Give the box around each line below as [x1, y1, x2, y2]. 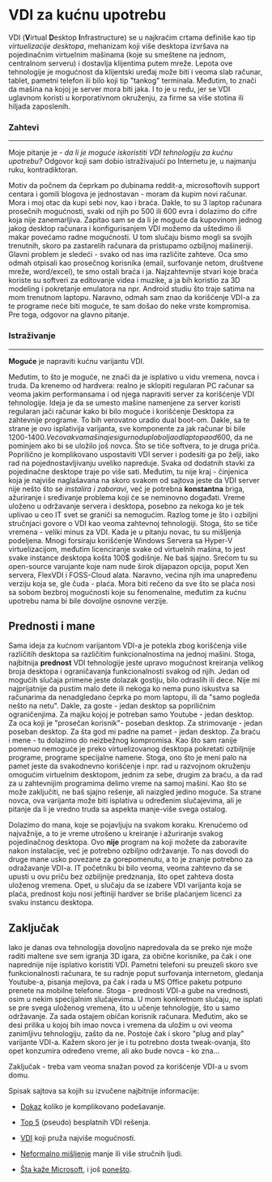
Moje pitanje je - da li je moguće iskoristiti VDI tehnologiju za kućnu [8, 148, 233, 157]
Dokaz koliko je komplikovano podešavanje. [19, 1102, 166, 1111]
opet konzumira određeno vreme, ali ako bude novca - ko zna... [8, 1046, 220, 1056]
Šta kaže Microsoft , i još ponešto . [19, 1165, 132, 1175]
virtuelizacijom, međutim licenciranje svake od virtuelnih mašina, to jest [8, 544, 246, 554]
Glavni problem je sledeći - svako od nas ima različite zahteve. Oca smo [8, 250, 249, 259]
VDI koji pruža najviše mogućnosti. [19, 1133, 136, 1143]
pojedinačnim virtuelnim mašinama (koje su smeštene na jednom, [8, 49, 227, 59]
